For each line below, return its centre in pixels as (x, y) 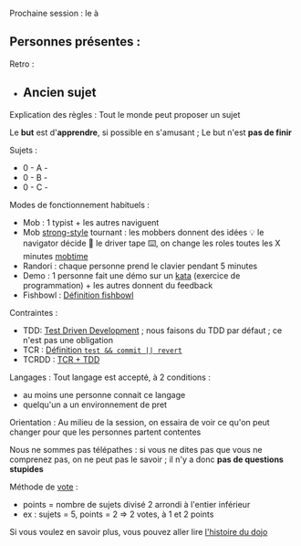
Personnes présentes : (75, 42)
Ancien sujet (59, 93)
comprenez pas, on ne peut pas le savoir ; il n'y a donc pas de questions (147, 459)
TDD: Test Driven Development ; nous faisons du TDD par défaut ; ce (152, 330)
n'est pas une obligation (68, 340)
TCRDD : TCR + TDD (61, 359)
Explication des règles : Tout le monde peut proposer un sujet (125, 114)
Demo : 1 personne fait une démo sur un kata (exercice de (131, 275)
